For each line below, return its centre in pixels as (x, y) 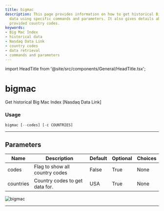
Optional (122, 158)
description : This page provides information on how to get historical (79, 14)
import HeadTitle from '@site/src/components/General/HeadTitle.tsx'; (75, 69)
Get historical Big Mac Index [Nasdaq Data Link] (53, 102)
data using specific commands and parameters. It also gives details (82, 19)
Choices (147, 158)
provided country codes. (35, 23)
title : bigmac (20, 10)
